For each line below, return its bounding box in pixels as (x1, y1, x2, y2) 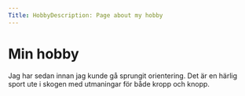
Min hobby (8, 44, 79, 62)
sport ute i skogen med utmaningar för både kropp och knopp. (8, 79, 210, 88)
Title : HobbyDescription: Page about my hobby (8, 11, 163, 20)
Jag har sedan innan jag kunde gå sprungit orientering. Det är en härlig (8, 71, 238, 80)
